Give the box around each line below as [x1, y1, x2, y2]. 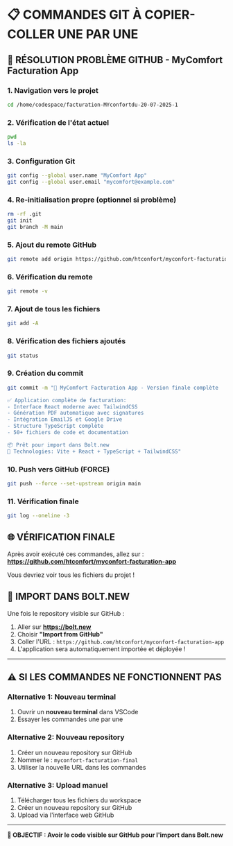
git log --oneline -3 [7, 512, 70, 519]
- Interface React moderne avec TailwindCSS [7, 403, 138, 411]
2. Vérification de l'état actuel [7, 117, 110, 127]
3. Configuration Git [7, 156, 76, 166]
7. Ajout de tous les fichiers [7, 304, 101, 314]
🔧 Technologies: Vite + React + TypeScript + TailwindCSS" [7, 448, 182, 455]
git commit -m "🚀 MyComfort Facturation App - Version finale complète [7, 384, 218, 391]
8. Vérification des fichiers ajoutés [7, 336, 126, 346]
